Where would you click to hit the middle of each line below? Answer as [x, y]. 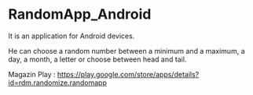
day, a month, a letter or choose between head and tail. [97, 59]
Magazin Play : [32, 74]
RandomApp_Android [80, 14]
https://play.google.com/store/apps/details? [128, 74]
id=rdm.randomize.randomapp [58, 83]
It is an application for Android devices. [71, 36]
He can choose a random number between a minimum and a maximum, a [126, 51]
